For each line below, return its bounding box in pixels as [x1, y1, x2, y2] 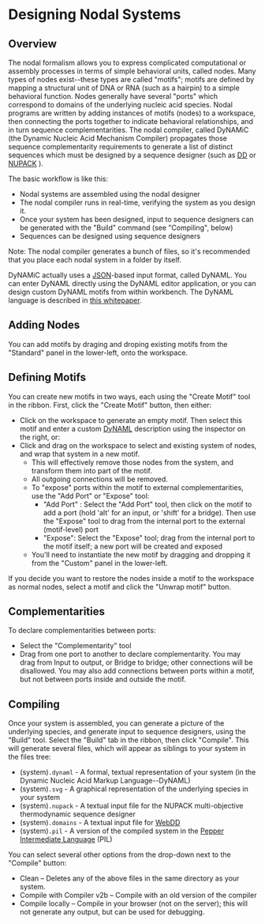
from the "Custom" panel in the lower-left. [31, 558, 168, 568]
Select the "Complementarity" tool [19, 641, 132, 651]
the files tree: [8, 752, 51, 762]
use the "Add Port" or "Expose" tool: [31, 491, 150, 500]
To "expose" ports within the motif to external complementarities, [31, 482, 244, 492]
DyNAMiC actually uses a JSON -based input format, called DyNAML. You [8, 270, 247, 280]
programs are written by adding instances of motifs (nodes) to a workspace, [8, 108, 256, 118]
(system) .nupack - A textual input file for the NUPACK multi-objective [19, 801, 244, 811]
